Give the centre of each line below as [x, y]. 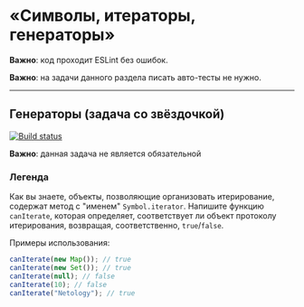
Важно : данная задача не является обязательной [105, 153]
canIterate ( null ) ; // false [62, 276]
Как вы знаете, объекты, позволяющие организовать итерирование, [142, 197]
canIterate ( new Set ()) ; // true [70, 267]
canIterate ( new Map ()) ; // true [70, 260]
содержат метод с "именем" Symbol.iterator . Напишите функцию [137, 206]
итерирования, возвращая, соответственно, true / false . [117, 226]
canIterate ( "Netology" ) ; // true [72, 293]
